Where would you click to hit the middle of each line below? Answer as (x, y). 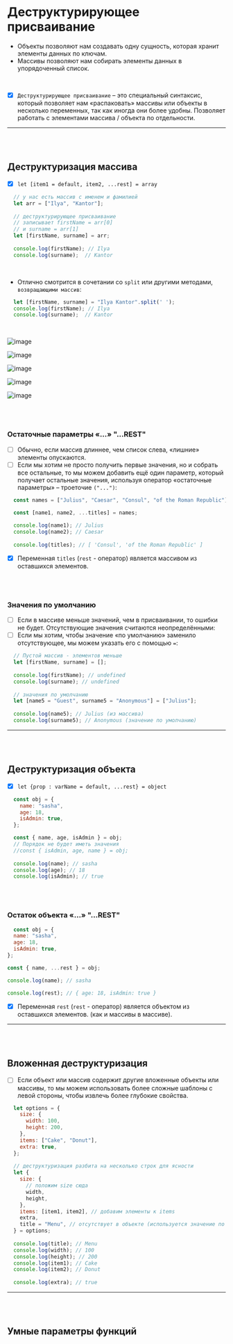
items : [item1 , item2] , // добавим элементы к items (97, 1211)
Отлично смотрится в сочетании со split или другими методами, (115, 281)
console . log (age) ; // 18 (49, 870)
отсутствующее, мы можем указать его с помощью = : (97, 643)
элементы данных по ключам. (62, 54)
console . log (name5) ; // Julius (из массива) (79, 714)
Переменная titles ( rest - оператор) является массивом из (107, 558)
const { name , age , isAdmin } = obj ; (68, 838)
